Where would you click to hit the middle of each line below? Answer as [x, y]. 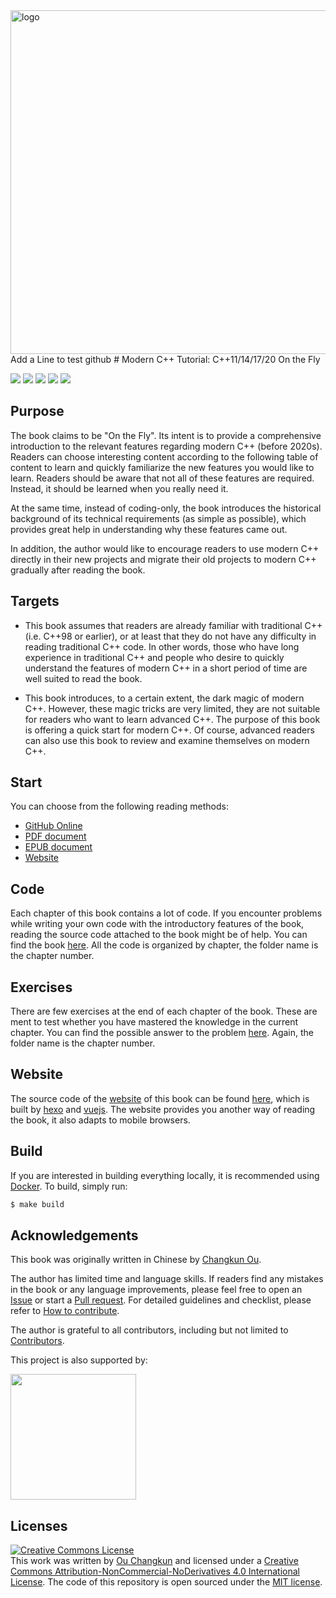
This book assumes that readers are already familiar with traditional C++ [173, 625]
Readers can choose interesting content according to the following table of [164, 456]
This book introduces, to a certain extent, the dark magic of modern [164, 698]
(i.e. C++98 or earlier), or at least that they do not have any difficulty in [170, 636]
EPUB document [58, 847]
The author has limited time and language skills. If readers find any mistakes [167, 1279]
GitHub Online [53, 826]
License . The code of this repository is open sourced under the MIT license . [166, 1582]
